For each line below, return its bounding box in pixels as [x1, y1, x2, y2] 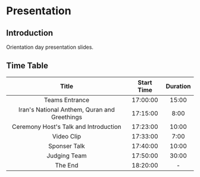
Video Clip [52, 132, 82, 140]
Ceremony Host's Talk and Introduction [11, 122, 122, 131]
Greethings [51, 113, 82, 121]
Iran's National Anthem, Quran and [18, 105, 115, 113]
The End [55, 161, 79, 169]
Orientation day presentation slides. [6, 43, 94, 50]
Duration [165, 82, 191, 90]
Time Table [6, 61, 49, 71]
